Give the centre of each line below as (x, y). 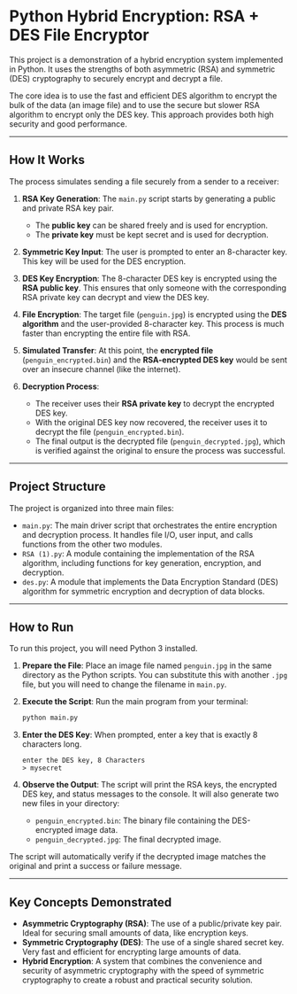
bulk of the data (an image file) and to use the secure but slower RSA (135, 105)
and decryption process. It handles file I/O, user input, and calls (137, 534)
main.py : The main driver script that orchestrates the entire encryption (149, 525)
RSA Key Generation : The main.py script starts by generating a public (148, 198)
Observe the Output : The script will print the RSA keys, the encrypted (149, 785)
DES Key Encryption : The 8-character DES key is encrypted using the (149, 278)
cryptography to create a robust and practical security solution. (137, 980)
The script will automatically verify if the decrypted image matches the (138, 857)
